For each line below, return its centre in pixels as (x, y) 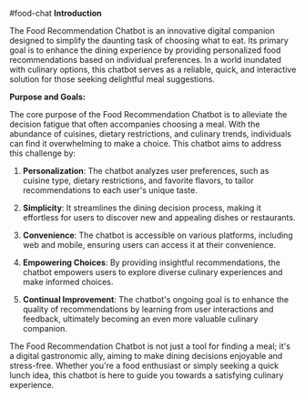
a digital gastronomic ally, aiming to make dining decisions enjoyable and (146, 356)
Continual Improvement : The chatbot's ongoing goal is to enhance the (156, 299)
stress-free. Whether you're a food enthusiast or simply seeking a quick (144, 365)
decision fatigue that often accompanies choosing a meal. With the (135, 124)
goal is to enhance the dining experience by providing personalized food (145, 50)
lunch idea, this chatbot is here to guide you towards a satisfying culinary (147, 375)
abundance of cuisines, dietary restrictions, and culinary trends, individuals (150, 134)
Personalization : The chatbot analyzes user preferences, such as (146, 171)
